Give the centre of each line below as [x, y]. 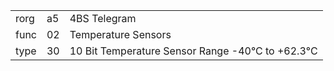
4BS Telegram [103, 18]
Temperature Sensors [120, 34]
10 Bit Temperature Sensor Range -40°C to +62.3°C [193, 51]
